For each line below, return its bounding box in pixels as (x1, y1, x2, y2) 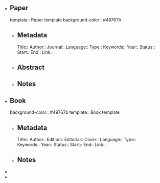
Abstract (17, 63, 45, 72)
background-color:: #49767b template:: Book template (9, 109, 120, 115)
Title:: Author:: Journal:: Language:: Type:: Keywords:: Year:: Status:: (17, 44, 155, 50)
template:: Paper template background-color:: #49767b (9, 17, 121, 22)
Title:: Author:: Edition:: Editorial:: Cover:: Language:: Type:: (17, 137, 137, 142)
